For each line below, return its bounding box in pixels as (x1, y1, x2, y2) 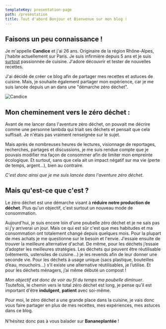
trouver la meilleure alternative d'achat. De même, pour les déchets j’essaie (5, 241, 159, 247)
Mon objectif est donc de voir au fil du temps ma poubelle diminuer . (5, 276, 144, 283)
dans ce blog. (5, 307, 33, 313)
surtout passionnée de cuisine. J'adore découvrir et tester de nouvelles (5, 59, 151, 65)
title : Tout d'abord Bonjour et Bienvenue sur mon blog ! (5, 16, 127, 21)
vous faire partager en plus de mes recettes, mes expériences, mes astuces (5, 302, 160, 308)
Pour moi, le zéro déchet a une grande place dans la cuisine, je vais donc (5, 297, 155, 303)
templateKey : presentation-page (5, 7, 72, 12)
